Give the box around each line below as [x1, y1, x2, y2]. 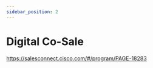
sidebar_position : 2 [6, 8, 59, 15]
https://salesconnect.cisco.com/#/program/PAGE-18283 [6, 55, 147, 62]
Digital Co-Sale [6, 34, 84, 48]
